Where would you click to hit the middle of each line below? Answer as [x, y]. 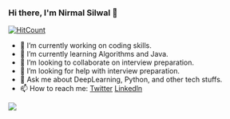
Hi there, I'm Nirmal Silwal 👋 [63, 13]
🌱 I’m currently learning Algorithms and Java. [94, 54]
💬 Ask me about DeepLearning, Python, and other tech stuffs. [121, 80]
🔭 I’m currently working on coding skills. [85, 46]
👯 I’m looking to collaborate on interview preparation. [107, 62]
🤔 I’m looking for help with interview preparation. [100, 71]
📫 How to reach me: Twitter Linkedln [81, 89]
